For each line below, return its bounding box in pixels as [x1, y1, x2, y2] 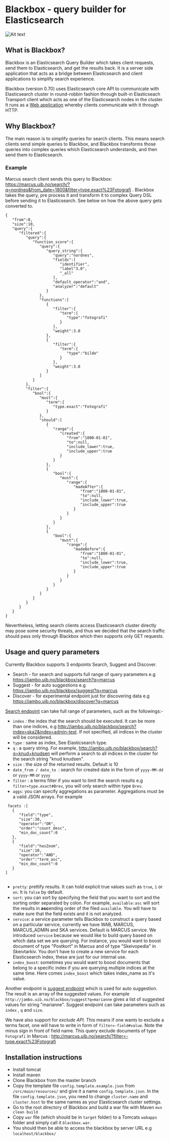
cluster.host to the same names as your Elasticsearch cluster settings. [12, 1099, 162, 1105]
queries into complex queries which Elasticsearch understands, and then [5, 146, 157, 152]
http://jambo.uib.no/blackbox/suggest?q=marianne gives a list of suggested [5, 996, 165, 1002]
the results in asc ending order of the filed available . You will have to [12, 905, 156, 911]
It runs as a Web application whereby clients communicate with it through [5, 102, 159, 108]
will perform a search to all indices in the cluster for [51, 750, 158, 756]
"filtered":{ [18, 230, 47, 236]
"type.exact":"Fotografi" [53, 404, 108, 409]
